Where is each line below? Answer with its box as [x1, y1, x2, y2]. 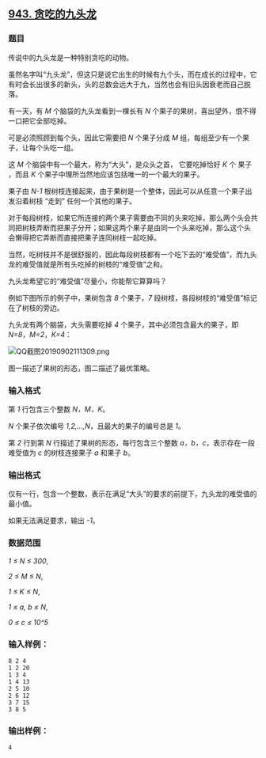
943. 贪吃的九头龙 [8, 7, 97, 21]
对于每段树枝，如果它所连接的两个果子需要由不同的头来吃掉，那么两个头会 [8, 213, 251, 222]
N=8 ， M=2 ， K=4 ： [8, 329, 73, 339]
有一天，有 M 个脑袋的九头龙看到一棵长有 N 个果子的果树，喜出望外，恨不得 [8, 106, 256, 116]
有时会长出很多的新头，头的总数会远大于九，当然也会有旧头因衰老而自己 [8, 79, 244, 89]
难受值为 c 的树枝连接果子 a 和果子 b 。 [8, 448, 135, 457]
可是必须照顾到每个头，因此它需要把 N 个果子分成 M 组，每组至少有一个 [8, 133, 243, 142]
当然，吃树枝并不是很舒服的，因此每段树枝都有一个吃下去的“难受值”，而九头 [8, 249, 257, 259]
